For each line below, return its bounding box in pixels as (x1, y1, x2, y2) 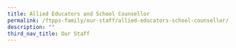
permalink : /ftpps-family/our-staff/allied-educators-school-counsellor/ (7, 17, 230, 24)
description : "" (7, 23, 55, 30)
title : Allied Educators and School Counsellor (7, 10, 151, 18)
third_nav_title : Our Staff (7, 30, 90, 37)
